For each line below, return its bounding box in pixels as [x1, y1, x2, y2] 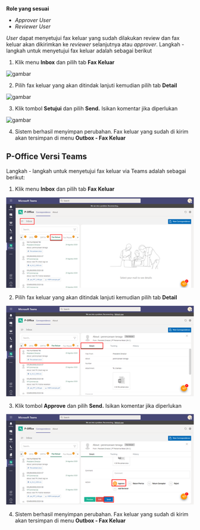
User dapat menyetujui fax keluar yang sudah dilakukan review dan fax [6, 35, 180, 41]
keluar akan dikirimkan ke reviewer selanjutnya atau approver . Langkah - [6, 41, 185, 48]
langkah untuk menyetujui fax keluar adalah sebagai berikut [6, 47, 152, 54]
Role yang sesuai [6, 5, 49, 12]
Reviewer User [14, 23, 51, 30]
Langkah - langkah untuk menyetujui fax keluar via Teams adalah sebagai [6, 167, 186, 175]
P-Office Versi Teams [6, 151, 87, 162]
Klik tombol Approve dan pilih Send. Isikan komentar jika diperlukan [14, 402, 182, 410]
